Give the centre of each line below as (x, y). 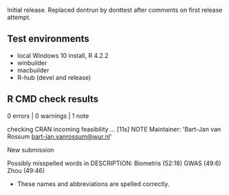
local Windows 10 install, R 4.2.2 (63, 55)
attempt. (19, 17)
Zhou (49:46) (26, 170)
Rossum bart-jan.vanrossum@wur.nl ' (59, 136)
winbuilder (32, 63)
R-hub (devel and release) (54, 77)
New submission (31, 150)
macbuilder (33, 70)
